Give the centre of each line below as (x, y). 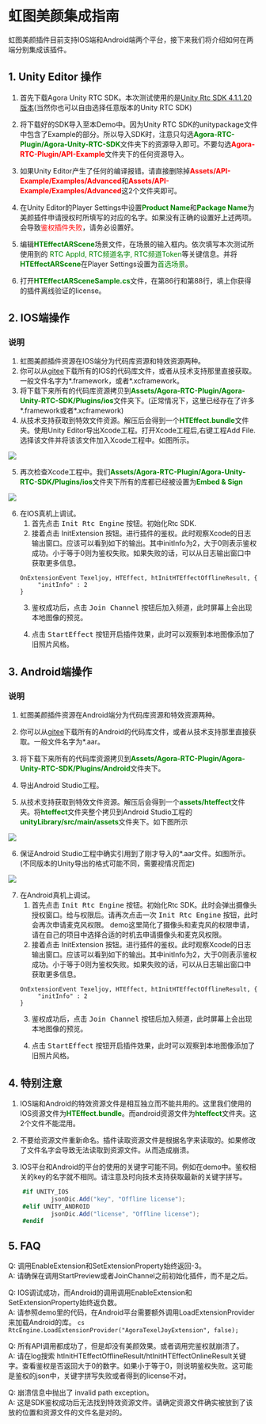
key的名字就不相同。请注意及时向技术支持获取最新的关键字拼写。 (140, 1176)
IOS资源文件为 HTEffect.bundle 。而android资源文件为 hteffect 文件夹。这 (138, 1113)
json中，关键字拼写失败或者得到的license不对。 (113, 1376)
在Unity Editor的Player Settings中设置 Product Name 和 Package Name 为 (137, 208)
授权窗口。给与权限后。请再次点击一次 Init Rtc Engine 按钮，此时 (144, 915)
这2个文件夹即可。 (152, 190)
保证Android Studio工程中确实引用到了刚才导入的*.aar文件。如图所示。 (135, 854)
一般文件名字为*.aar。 (69, 742)
